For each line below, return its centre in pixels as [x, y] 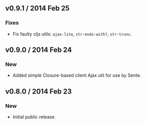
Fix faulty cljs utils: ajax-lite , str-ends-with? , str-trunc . [72, 34]
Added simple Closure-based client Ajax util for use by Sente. [77, 75]
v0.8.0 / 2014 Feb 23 [39, 91]
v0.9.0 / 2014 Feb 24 [39, 50]
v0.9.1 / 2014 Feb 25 [38, 8]
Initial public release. [34, 117]
